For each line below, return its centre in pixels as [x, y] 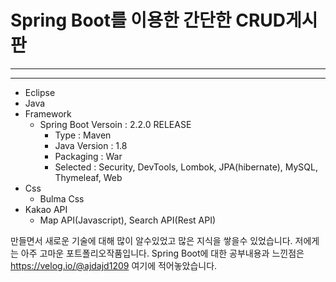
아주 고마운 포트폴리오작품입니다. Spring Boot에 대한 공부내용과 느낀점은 [162, 253]
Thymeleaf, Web [88, 177]
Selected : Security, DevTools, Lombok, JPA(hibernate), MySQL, [186, 167]
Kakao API [46, 209]
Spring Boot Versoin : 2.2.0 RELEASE [115, 124]
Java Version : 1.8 [91, 145]
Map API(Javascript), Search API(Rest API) [128, 220]
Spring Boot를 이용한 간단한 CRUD [148, 20]
